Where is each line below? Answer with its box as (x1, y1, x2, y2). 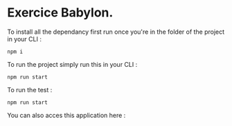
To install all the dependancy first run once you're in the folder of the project (7, 28, 225, 36)
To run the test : (7, 85, 53, 94)
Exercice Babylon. (7, 5, 114, 21)
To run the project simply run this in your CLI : (7, 60, 138, 68)
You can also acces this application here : (7, 111, 126, 119)
